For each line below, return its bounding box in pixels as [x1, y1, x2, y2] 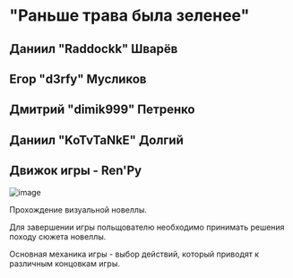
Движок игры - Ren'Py [9, 163, 142, 178]
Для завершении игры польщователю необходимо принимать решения [9, 222, 285, 232]
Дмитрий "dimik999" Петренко [9, 102, 195, 117]
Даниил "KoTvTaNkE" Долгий [9, 132, 184, 148]
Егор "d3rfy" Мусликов [9, 71, 147, 86]
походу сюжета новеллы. [9, 230, 107, 242]
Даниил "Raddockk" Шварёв [9, 41, 178, 56]
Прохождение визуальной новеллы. [9, 204, 148, 215]
